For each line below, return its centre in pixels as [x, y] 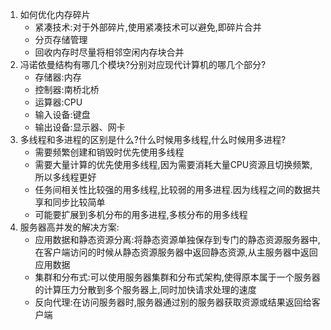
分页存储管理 [61, 39]
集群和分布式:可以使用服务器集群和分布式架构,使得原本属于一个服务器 [177, 277]
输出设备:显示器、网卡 [80, 127]
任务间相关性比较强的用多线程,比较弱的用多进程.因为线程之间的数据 [173, 189]
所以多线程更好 [65, 177]
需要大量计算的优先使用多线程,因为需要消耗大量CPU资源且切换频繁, [173, 164]
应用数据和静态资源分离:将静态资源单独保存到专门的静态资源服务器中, [177, 239]
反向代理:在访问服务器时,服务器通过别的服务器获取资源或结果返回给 [173, 302]
